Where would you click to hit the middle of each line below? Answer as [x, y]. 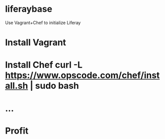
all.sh [16, 86]
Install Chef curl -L [44, 65]
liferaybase [29, 9]
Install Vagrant [36, 42]
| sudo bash [54, 86]
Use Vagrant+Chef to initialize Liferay [43, 23]
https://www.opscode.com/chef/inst [82, 75]
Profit [17, 131]
